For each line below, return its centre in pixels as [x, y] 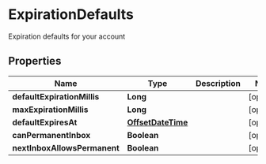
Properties [35, 61]
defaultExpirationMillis [56, 96]
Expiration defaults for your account [67, 36]
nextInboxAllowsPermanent [66, 147]
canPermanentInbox [51, 135]
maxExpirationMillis [50, 110]
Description [218, 83]
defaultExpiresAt [45, 122]
